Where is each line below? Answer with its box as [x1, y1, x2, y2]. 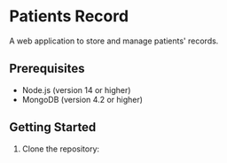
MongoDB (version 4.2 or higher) [21, 94, 144, 105]
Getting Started [9, 120, 97, 135]
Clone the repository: [21, 144, 100, 154]
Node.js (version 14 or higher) [21, 84, 131, 95]
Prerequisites [9, 61, 85, 76]
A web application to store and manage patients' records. [9, 35, 219, 46]
